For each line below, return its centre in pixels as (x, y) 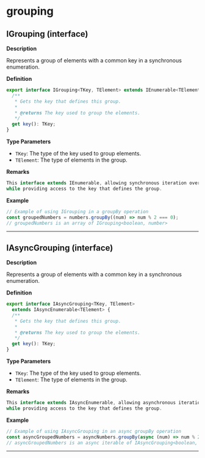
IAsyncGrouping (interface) (60, 248)
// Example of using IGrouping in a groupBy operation (77, 212)
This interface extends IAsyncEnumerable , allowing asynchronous (91, 403)
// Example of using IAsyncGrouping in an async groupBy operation (94, 431)
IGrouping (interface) (47, 34)
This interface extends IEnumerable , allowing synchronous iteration (97, 183)
